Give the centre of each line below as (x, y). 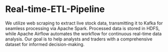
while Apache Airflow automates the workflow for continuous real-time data (83, 33)
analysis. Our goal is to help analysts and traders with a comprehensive (79, 39)
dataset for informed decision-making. (45, 44)
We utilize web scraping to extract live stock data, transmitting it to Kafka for (84, 23)
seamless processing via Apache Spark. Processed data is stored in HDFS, (82, 28)
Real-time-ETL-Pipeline (55, 9)
